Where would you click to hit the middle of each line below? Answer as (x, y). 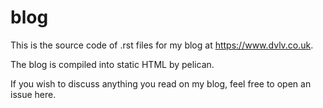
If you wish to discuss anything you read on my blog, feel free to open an (161, 83)
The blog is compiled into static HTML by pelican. (112, 64)
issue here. (33, 94)
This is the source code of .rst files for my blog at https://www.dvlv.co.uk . (162, 45)
